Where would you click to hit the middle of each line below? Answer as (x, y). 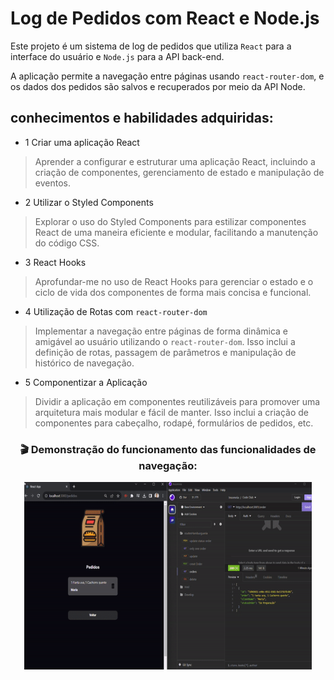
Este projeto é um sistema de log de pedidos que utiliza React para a (151, 46)
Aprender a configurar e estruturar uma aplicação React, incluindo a (175, 161)
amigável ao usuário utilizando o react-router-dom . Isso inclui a (165, 341)
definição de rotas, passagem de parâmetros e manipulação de (165, 352)
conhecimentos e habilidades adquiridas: (142, 118)
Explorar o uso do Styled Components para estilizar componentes (170, 221)
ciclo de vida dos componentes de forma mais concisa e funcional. (173, 292)
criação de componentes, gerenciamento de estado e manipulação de (179, 172)
